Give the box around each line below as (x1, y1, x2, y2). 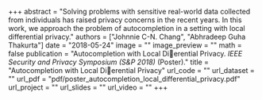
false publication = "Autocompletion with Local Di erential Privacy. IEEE (8, 49, 243, 58)
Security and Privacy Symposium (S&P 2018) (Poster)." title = (8, 57, 209, 67)
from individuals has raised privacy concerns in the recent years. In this (8, 15, 242, 25)
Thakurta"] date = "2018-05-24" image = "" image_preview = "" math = (8, 40, 242, 50)
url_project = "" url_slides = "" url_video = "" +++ (8, 83, 168, 92)
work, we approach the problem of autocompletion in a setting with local (8, 24, 245, 33)
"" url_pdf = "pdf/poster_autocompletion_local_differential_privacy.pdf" (8, 75, 241, 83)
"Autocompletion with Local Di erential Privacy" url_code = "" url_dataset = (8, 66, 256, 75)
